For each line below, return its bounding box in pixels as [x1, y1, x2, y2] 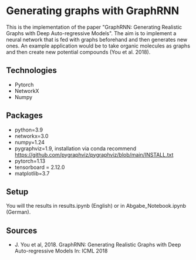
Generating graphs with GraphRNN [6, 4, 180, 18]
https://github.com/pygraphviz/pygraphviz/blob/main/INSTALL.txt [14, 151, 174, 158]
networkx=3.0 [14, 132, 49, 139]
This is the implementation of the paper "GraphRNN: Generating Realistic [6, 23, 183, 31]
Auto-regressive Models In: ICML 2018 [14, 248, 108, 255]
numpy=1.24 [14, 139, 45, 146]
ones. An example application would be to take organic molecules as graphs [6, 42, 191, 49]
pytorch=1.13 [14, 157, 46, 164]
